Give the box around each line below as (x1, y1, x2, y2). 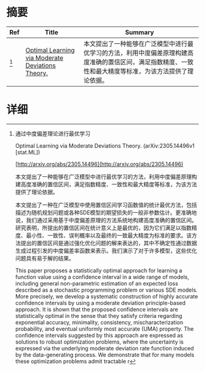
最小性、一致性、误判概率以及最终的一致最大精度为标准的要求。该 (26, 231, 192, 239)
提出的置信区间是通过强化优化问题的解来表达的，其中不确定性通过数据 (20, 239, 197, 247)
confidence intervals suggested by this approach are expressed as (15, 331, 184, 339)
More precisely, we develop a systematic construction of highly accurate (15, 292, 198, 300)
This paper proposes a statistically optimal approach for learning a (15, 267, 182, 274)
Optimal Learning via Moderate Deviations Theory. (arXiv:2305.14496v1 (15, 142, 195, 149)
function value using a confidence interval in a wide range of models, (15, 273, 189, 281)
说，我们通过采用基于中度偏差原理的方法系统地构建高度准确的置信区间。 (15, 216, 197, 223)
